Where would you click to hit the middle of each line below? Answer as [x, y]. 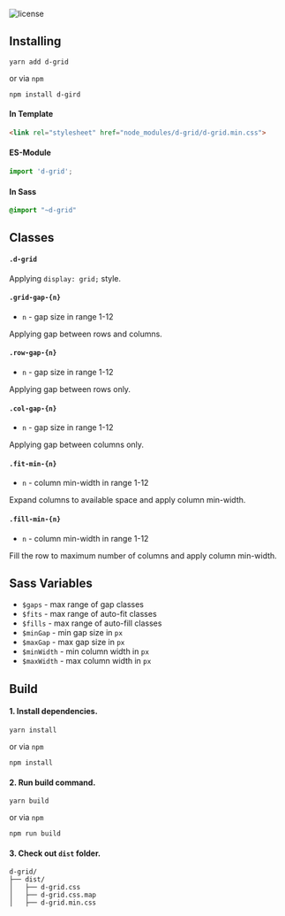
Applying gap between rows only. [70, 389]
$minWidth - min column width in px [86, 651]
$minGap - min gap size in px [72, 633]
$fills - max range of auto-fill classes [92, 623]
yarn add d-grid [39, 62]
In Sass [23, 191]
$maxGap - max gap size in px [73, 643]
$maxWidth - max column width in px [86, 661]
